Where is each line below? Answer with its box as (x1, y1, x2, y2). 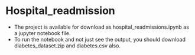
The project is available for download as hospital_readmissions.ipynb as (14, 23, 190, 30)
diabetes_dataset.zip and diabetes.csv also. (14, 42, 121, 49)
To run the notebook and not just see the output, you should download (14, 36, 186, 43)
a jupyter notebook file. (14, 29, 71, 36)
